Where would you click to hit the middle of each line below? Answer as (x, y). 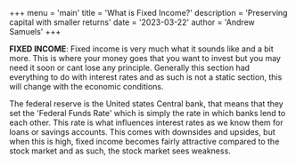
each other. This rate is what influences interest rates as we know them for (146, 122)
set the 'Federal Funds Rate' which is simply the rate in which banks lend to (148, 113)
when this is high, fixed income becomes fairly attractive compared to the (144, 141)
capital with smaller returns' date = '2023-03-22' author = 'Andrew (132, 22)
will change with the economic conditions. (86, 86)
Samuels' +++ (35, 31)
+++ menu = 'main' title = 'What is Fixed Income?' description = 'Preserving (148, 13)
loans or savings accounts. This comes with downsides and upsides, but (142, 132)
